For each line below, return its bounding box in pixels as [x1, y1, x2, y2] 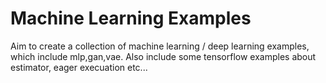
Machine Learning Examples [10, 7, 252, 30]
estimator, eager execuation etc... [10, 61, 148, 73]
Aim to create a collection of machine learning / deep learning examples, [10, 40, 310, 52]
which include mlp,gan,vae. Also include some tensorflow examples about [10, 50, 317, 62]
